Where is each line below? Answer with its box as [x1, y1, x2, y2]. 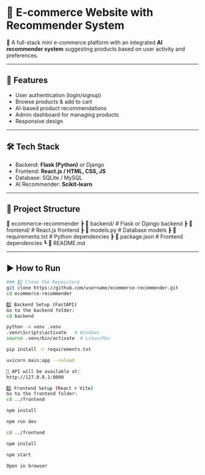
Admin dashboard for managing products [15, 111, 119, 118]
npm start [6, 452, 32, 458]
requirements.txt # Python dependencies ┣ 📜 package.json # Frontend [6, 233, 183, 240]
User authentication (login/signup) [15, 91, 102, 98]
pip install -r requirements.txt [6, 347, 92, 353]
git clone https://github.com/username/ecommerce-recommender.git [6, 285, 179, 291]
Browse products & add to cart [15, 98, 93, 105]
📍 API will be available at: [6, 368, 81, 375]
